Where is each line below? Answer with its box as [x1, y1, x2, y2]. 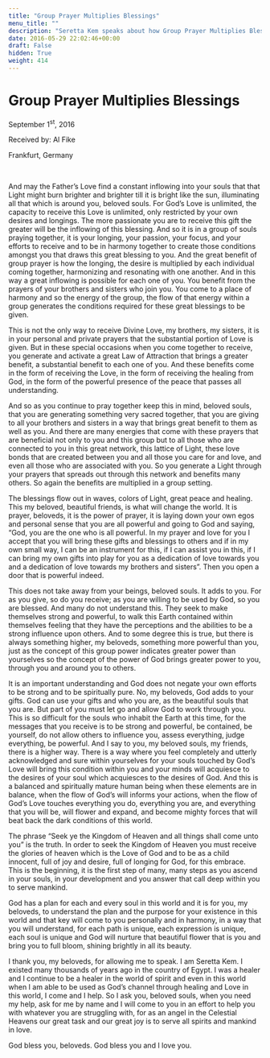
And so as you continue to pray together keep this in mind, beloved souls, [8, 401, 252, 411]
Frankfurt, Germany [8, 151, 74, 160]
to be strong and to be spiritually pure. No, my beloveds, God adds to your [8, 688, 254, 697]
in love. [8, 1025, 32, 1035]
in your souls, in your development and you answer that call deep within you [8, 874, 260, 884]
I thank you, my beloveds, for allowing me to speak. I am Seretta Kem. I [8, 957, 243, 966]
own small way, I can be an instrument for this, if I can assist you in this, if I [8, 545, 256, 555]
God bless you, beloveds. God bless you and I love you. [8, 1040, 192, 1051]
